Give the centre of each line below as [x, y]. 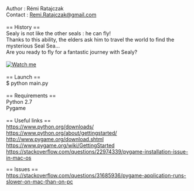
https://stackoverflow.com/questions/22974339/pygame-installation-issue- [97, 151]
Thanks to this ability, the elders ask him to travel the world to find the [90, 40]
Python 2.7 [19, 102]
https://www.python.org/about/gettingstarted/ [62, 133]
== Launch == [23, 77]
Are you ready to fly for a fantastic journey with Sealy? [72, 52]
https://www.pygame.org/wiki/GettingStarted [60, 145]
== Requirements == [31, 95]
